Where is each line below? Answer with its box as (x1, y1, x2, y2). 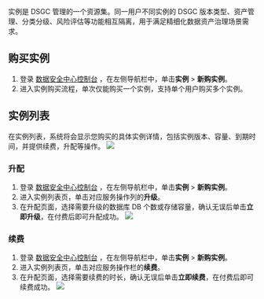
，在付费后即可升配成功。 (40, 212, 123, 221)
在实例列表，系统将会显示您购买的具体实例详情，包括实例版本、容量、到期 (8, 131, 249, 141)
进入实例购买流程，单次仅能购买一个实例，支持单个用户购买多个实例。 (19, 83, 247, 93)
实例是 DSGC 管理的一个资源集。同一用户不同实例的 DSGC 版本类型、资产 (8, 7, 248, 16)
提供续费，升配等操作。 (28, 141, 104, 151)
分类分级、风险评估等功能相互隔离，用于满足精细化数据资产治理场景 (21, 17, 242, 26)
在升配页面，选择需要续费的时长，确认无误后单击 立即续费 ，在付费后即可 (19, 272, 254, 282)
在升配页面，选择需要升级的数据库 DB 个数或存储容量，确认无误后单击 (19, 201, 247, 211)
